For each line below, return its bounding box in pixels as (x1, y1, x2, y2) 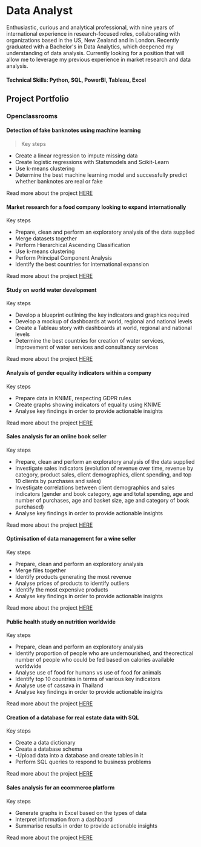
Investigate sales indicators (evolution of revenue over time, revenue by (15, 464, 194, 472)
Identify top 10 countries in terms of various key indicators (15, 676, 160, 683)
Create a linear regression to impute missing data (15, 152, 138, 159)
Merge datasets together (15, 235, 77, 242)
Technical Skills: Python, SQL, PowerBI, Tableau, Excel (6, 76, 147, 84)
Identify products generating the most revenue (15, 573, 132, 581)
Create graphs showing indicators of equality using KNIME (15, 401, 162, 408)
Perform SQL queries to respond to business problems (15, 758, 151, 766)
